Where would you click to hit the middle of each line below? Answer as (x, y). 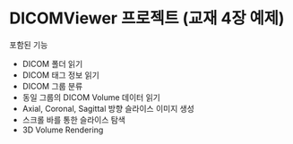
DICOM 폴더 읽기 (52, 64)
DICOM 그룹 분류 (52, 86)
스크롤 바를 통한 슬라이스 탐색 (73, 119)
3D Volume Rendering (63, 130)
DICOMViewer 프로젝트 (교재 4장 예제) (147, 18)
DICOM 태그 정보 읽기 (61, 75)
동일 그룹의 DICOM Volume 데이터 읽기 (91, 97)
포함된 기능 (29, 45)
